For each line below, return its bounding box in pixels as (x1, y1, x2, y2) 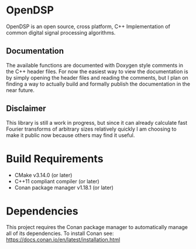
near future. (6, 86, 35, 94)
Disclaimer (6, 104, 46, 114)
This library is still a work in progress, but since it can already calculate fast (6, 119, 188, 126)
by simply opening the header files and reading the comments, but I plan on (6, 74, 188, 81)
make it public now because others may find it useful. (6, 131, 135, 138)
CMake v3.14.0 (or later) (14, 171, 73, 179)
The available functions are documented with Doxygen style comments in (6, 62, 183, 69)
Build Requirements (6, 152, 104, 165)
